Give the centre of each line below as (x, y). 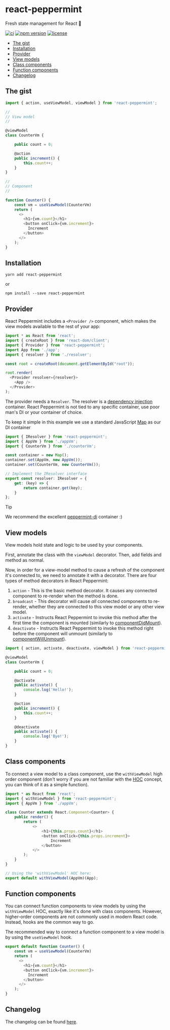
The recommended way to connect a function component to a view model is (85, 932)
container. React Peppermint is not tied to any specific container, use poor (82, 407)
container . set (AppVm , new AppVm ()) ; (44, 460)
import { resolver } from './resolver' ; (49, 355)
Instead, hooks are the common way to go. (50, 922)
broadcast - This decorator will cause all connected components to (82, 601)
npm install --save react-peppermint (45, 293)
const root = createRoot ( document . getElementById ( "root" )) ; (70, 364)
